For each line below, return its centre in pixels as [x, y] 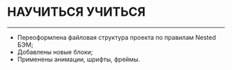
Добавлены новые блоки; [55, 51]
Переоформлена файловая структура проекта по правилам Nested [116, 37]
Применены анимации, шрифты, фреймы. [78, 59]
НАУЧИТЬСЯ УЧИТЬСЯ [77, 12]
